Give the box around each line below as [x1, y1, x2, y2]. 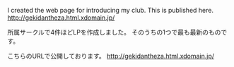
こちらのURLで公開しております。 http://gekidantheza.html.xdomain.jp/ [7, 52, 214, 60]
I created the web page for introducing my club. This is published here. [7, 6, 214, 14]
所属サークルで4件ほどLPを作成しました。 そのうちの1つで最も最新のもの [7, 28, 221, 36]
